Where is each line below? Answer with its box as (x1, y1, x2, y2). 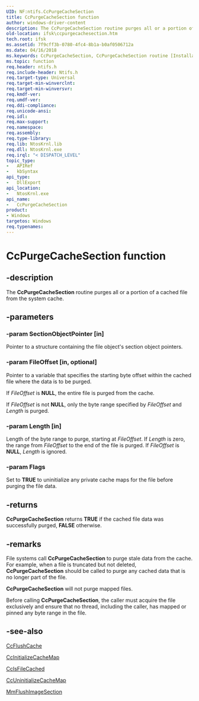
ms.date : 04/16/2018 (6, 47, 57, 53)
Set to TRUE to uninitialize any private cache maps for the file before (6, 476, 174, 483)
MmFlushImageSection (6, 688, 62, 695)
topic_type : (6, 158, 36, 164)
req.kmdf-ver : (6, 91, 41, 97)
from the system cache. (6, 295, 64, 302)
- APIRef (6, 163, 33, 169)
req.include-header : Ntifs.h (6, 69, 78, 75)
